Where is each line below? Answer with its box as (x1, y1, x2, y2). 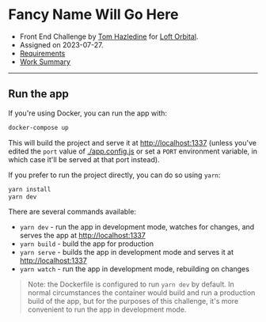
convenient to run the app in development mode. (27, 305, 187, 314)
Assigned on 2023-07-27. (19, 40, 104, 49)
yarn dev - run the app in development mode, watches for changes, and (19, 222, 255, 232)
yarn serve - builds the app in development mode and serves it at (19, 248, 234, 257)
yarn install (8, 185, 51, 193)
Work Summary (19, 57, 71, 66)
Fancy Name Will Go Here (8, 6, 179, 24)
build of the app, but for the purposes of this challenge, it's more (27, 297, 239, 306)
